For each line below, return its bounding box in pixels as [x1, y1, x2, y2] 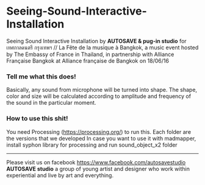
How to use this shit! [6, 114, 68, 123]
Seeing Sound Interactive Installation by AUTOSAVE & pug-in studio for [6, 37, 187, 44]
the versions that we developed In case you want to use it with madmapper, [6, 134, 196, 142]
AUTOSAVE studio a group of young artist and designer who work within [6, 165, 190, 172]
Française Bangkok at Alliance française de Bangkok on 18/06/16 [6, 57, 170, 65]
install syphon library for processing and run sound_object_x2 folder [6, 141, 178, 148]
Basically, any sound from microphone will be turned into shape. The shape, [6, 86, 197, 94]
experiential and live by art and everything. [6, 172, 114, 179]
